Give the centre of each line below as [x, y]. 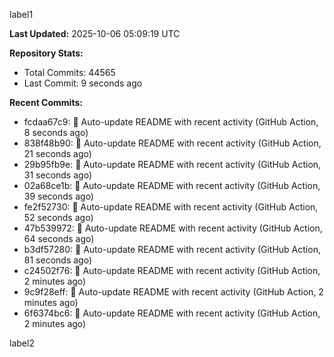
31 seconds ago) [57, 175]
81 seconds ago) [57, 260]
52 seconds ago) [58, 217]
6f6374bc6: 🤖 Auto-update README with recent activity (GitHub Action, [172, 313]
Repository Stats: [46, 53]
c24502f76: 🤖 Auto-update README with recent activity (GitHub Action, [172, 270]
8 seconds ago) [56, 132]
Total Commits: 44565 [69, 72]
